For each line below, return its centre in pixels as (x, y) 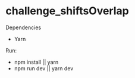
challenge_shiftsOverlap (67, 11)
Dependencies (23, 27)
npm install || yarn (36, 62)
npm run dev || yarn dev (44, 68)
